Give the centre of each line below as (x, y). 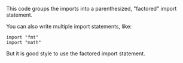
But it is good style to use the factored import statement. (76, 53)
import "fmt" (22, 37)
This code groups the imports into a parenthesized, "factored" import (91, 9)
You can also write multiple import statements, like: (69, 26)
